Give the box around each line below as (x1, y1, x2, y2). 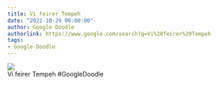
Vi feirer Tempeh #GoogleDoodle (7, 70, 104, 78)
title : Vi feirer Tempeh (7, 10, 81, 18)
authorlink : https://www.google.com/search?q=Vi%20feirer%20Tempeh (7, 30, 212, 38)
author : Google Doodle (7, 23, 75, 30)
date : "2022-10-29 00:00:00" (7, 17, 94, 24)
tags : (7, 37, 23, 44)
